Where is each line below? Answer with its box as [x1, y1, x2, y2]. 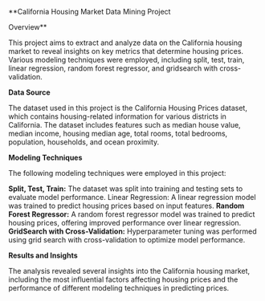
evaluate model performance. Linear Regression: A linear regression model [8, 193, 256, 201]
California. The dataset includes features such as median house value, [8, 120, 241, 129]
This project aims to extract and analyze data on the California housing [8, 38, 243, 47]
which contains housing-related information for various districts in [8, 112, 227, 121]
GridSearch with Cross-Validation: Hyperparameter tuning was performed [8, 226, 257, 236]
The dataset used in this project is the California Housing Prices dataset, [8, 104, 247, 112]
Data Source [8, 87, 51, 97]
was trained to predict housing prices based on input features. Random [8, 201, 245, 210]
